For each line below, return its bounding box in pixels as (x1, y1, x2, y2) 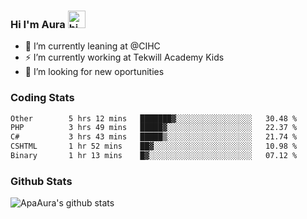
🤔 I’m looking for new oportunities (24, 66, 165, 78)
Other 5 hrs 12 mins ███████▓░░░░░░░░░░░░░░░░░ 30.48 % (10, 113, 298, 124)
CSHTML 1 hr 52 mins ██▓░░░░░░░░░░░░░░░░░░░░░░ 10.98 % (10, 141, 298, 152)
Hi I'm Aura (10, 17, 66, 31)
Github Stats (10, 174, 73, 188)
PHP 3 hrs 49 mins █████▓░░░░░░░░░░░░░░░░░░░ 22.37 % (10, 123, 298, 133)
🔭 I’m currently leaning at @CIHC (24, 40, 161, 52)
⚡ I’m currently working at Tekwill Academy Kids (24, 51, 225, 64)
